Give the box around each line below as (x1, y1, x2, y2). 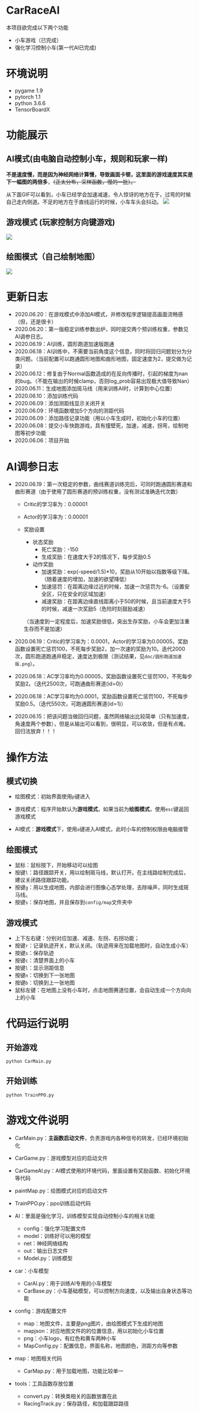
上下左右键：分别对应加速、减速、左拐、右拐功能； (14, 935, 140, 941)
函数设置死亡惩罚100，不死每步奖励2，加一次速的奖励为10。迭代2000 (14, 645, 185, 653)
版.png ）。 (14, 660, 38, 668)
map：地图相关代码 (14, 1354, 62, 1362)
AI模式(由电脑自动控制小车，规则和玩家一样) (6, 154, 168, 164)
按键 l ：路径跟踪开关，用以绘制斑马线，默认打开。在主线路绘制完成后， (14, 869, 189, 876)
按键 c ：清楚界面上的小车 (14, 957, 75, 964)
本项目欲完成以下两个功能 (6, 24, 69, 31)
